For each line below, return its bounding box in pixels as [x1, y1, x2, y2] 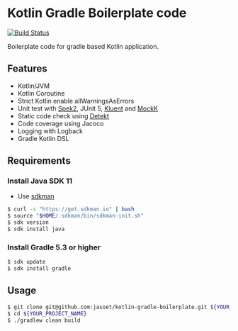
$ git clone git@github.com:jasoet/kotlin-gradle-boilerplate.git [7, 303, 208, 310]
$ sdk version [7, 219, 50, 226]
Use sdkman [17, 192, 55, 201]
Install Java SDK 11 [7, 176, 73, 186]
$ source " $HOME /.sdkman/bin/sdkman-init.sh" [7, 213, 144, 220]
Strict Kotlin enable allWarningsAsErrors [17, 96, 135, 105]
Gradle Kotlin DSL [17, 134, 69, 142]
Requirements [7, 155, 71, 167]
